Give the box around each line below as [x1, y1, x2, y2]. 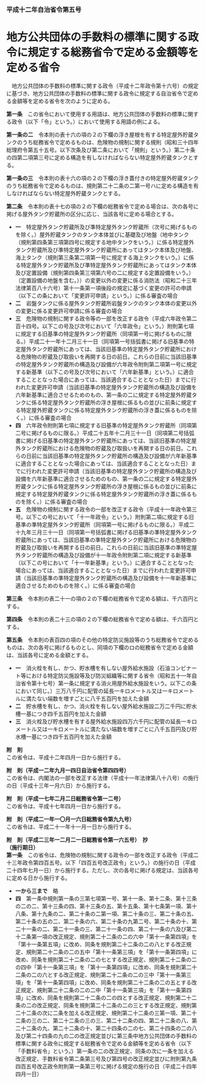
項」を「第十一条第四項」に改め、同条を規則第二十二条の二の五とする [15, 979, 192, 986]
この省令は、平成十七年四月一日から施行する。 [6, 802, 124, 810]
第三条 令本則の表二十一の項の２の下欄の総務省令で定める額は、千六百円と [6, 595, 199, 602]
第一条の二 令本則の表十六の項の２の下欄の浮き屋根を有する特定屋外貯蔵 [6, 131, 193, 138]
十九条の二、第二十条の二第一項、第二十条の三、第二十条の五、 [36, 910, 197, 917]
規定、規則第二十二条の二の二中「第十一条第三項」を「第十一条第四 [20, 986, 192, 993]
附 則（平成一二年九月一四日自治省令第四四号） [6, 766, 129, 773]
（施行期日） [6, 844, 38, 851]
